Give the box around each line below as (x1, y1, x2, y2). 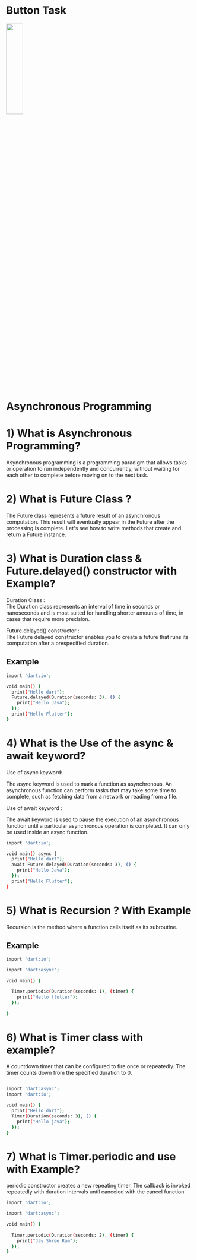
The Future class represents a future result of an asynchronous (6, 512, 161, 519)
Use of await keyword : (6, 804, 62, 811)
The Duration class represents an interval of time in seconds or (6, 603, 160, 610)
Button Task (6, 4, 66, 17)
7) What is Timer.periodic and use (6, 1150, 176, 1163)
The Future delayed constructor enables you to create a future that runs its (6, 633, 189, 640)
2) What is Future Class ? (6, 492, 132, 506)
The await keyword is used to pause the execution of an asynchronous (6, 816, 179, 823)
